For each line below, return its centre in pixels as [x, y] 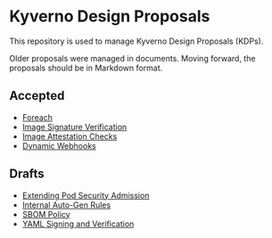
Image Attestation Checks [70, 136]
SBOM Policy [46, 214]
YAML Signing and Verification [78, 224]
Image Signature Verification [74, 127]
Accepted [37, 96]
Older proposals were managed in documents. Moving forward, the [132, 58]
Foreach [37, 117]
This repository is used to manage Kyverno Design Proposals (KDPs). [136, 41]
